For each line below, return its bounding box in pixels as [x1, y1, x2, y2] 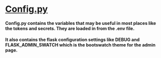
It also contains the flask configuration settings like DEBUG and [5, 37, 140, 43]
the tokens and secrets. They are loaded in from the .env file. [5, 25, 135, 31]
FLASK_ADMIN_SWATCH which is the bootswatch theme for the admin [5, 42, 155, 48]
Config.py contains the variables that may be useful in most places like [5, 20, 156, 26]
